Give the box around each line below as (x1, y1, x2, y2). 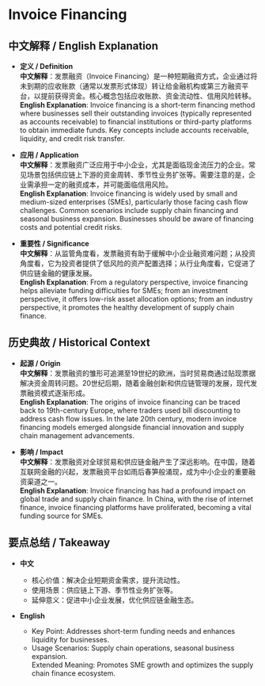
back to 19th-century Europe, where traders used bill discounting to (19, 406, 241, 415)
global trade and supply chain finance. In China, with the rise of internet (19, 494, 254, 504)
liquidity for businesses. (31, 635, 110, 644)
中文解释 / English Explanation (8, 39, 159, 52)
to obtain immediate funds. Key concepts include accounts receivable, (19, 125, 249, 135)
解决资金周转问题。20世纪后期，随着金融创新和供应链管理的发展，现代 (19, 378, 251, 387)
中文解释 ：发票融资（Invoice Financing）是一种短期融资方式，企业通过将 (19, 71, 258, 81)
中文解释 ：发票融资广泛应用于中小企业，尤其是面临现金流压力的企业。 (19, 160, 249, 170)
